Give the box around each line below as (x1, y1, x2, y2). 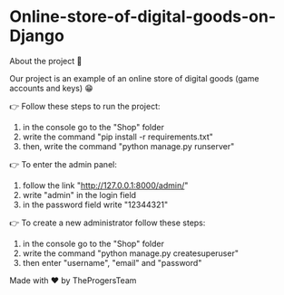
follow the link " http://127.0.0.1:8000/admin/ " (22, 179, 189, 191)
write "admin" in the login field (22, 189, 137, 200)
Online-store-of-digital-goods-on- (9, 6, 277, 27)
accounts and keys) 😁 (9, 82, 93, 93)
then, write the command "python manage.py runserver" (22, 140, 235, 151)
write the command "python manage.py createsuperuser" (22, 247, 239, 259)
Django (9, 25, 65, 46)
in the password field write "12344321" (22, 199, 169, 210)
